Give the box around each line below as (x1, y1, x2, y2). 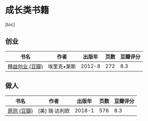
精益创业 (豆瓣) (7, 63, 43, 70)
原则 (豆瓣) (7, 107, 33, 114)
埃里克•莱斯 (47, 63, 76, 70)
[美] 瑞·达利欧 (37, 107, 70, 114)
